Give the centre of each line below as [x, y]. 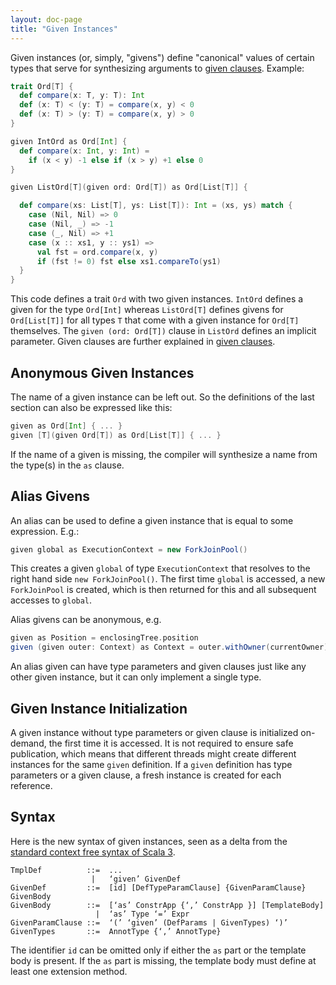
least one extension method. [69, 971]
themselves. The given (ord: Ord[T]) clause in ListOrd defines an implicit [163, 331]
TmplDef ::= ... [66, 870]
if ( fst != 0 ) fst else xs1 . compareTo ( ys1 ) [129, 261]
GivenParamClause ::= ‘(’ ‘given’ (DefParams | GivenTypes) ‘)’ [149, 922]
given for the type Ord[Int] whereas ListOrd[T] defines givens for [147, 310]
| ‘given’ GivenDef [136, 879]
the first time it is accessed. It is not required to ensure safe [171, 743]
